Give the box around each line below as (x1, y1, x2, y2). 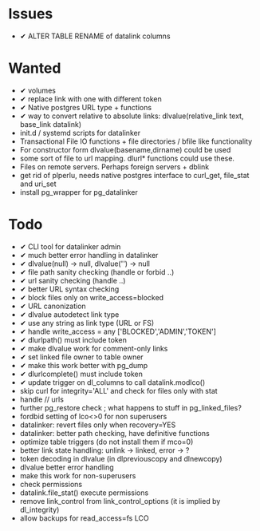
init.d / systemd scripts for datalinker (19, 128, 141, 137)
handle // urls (19, 394, 64, 404)
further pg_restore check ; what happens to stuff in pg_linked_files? (19, 402, 242, 412)
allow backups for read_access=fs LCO (19, 513, 149, 523)
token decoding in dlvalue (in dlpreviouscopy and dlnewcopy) (19, 454, 223, 463)
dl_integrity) (19, 505, 60, 514)
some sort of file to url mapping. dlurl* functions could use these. (19, 153, 235, 163)
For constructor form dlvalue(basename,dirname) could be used (19, 145, 231, 154)
